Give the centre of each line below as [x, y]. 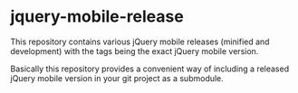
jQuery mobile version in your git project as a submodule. [117, 78]
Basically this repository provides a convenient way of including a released [149, 69]
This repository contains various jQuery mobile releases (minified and [140, 42]
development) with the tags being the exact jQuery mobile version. [135, 51]
